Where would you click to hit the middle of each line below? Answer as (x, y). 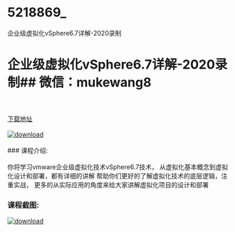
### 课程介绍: (28, 150)
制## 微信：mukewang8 (79, 82)
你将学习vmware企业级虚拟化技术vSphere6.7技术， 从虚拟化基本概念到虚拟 (118, 167)
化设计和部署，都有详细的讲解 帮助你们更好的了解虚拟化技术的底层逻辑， (114, 176)
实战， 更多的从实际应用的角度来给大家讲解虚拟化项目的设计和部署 (111, 185)
